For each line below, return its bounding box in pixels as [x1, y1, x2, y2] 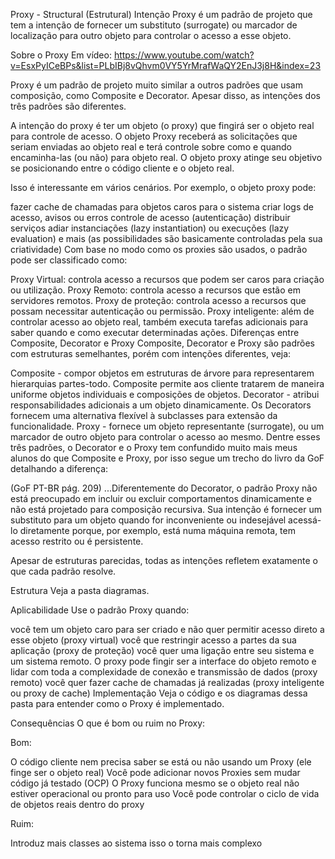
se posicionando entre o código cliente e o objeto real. [10, 162, 235, 174]
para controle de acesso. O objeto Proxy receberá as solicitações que [10, 130, 298, 142]
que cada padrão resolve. [10, 565, 117, 577]
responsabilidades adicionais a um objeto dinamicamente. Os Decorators [10, 399, 312, 411]
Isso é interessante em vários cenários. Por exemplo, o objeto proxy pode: [10, 182, 317, 193]
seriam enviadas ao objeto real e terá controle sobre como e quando [10, 141, 293, 153]
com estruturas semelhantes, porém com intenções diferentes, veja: [10, 348, 292, 359]
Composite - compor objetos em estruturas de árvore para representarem [10, 367, 315, 379]
